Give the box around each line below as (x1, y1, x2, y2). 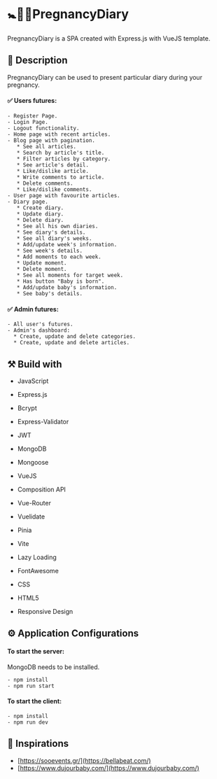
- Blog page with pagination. (7, 136, 96, 144)
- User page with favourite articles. (7, 192, 120, 199)
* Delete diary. (16, 216, 64, 223)
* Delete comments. (16, 180, 73, 187)
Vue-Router (17, 498, 51, 507)
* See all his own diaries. (16, 223, 99, 230)
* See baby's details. (16, 290, 83, 297)
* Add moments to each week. (16, 253, 101, 260)
